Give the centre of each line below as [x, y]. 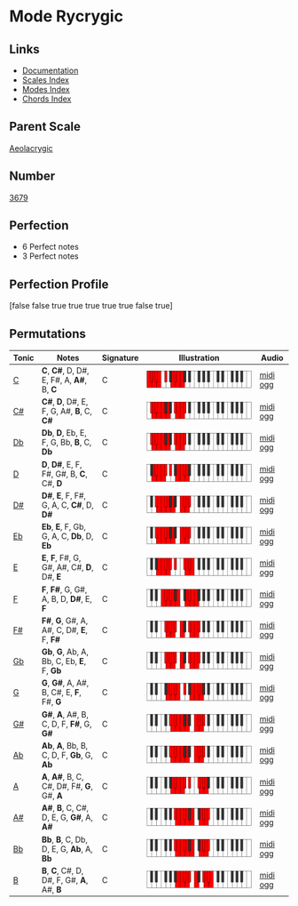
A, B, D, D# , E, [67, 598]
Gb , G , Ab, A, [65, 652]
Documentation [50, 70]
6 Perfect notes [51, 247]
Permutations [47, 334]
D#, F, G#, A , [65, 880]
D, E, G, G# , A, [67, 818]
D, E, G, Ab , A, [67, 849]
